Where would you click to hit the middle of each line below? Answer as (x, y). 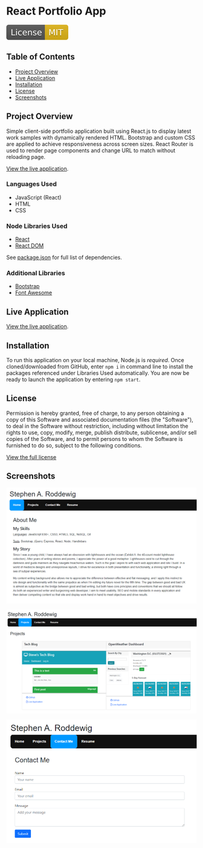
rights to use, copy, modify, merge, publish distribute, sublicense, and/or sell (101, 432)
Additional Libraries (36, 273)
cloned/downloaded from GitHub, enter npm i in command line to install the (100, 367)
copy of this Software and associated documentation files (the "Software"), (100, 419)
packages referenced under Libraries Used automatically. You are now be (98, 373)
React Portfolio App (56, 11)
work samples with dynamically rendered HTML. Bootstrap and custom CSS (101, 137)
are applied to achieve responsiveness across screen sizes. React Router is (100, 144)
